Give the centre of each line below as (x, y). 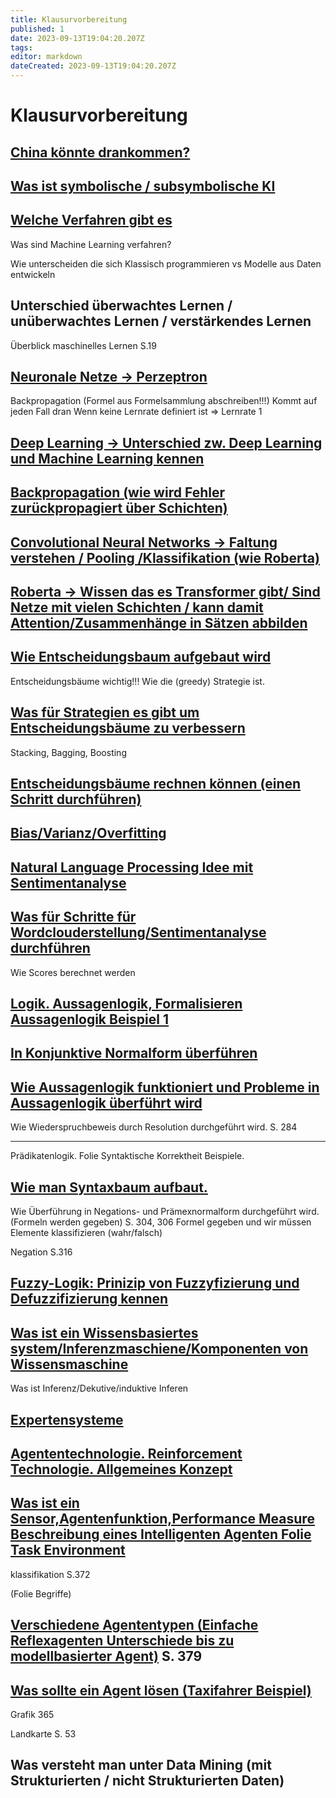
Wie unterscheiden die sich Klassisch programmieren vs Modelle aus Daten (166, 263)
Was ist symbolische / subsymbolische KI (143, 186)
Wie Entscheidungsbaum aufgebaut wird (141, 657)
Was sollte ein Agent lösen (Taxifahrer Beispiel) (161, 1690)
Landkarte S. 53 (43, 1733)
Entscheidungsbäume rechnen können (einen (156, 783)
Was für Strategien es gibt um (105, 712)
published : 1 (37, 29)
